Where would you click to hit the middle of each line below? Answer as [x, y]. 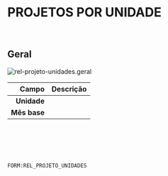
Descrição [69, 89]
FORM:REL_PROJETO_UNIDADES [47, 165]
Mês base [28, 112]
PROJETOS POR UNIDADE [84, 12]
